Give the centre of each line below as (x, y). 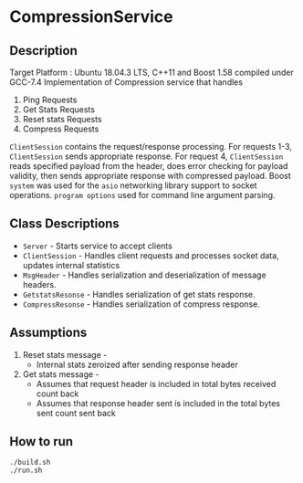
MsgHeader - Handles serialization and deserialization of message (144, 275)
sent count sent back (76, 413)
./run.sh (26, 471)
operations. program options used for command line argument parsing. (142, 195)
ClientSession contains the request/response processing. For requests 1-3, (151, 147)
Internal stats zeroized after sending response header (137, 364)
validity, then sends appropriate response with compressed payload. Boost (151, 176)
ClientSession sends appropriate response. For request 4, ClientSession (146, 156)
